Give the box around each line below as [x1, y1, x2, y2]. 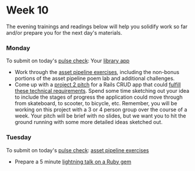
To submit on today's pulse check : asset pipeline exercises [6, 146, 149, 153]
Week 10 [6, 4, 49, 17]
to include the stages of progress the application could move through [14, 93, 183, 100]
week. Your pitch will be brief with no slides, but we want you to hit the [14, 112, 187, 119]
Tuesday [6, 133, 32, 142]
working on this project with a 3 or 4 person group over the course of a [14, 106, 187, 113]
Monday [6, 43, 31, 52]
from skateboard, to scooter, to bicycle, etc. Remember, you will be [14, 100, 178, 107]
